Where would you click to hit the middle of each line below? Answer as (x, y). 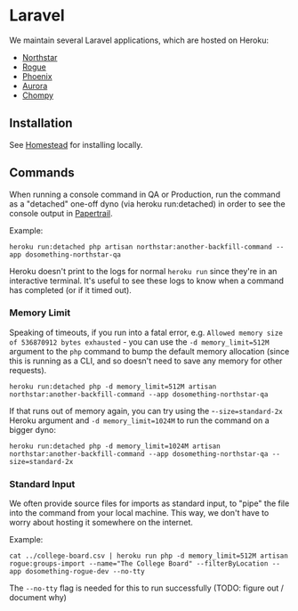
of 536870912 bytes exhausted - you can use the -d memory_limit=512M (139, 342)
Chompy (38, 95)
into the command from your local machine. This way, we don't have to (139, 513)
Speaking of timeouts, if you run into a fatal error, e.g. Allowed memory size (146, 332)
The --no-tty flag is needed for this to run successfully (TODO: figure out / (147, 588)
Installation (41, 123)
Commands (42, 173)
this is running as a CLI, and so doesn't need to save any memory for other (146, 361)
